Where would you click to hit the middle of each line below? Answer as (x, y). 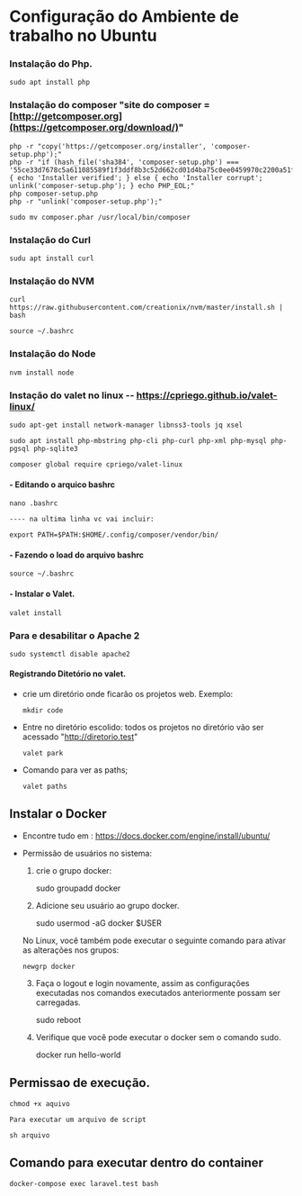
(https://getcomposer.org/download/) (94, 128)
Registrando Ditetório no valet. (68, 674)
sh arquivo (30, 1135)
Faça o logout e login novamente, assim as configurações (142, 983)
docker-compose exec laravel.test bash (84, 1183)
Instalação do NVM (52, 281)
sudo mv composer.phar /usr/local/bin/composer (100, 217)
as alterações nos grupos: (71, 950)
